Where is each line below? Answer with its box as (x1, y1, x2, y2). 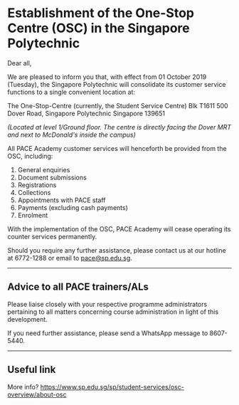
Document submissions (17, 173, 87, 182)
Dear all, (7, 58, 32, 67)
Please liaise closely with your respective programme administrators (7, 300, 208, 308)
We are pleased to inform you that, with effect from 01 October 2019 (7, 73, 207, 81)
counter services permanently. (7, 232, 97, 241)
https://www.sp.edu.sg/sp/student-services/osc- (40, 382, 185, 391)
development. (7, 315, 48, 323)
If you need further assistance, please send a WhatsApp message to (7, 329, 208, 337)
